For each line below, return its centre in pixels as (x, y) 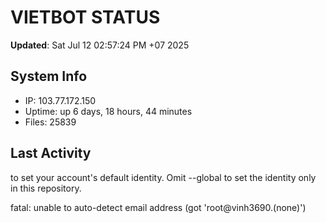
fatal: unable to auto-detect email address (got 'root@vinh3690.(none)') (158, 207)
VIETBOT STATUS (85, 17)
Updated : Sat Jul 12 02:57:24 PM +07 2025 (100, 45)
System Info (49, 76)
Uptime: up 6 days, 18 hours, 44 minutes (108, 111)
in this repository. (46, 188)
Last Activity (51, 153)
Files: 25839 (50, 122)
